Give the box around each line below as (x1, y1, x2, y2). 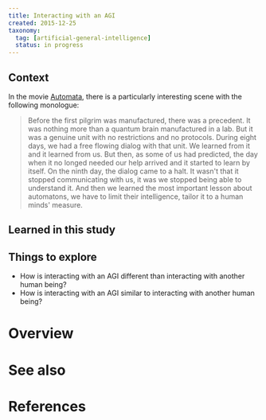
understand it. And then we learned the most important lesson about (27, 183, 252, 192)
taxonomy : (8, 26, 41, 34)
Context (8, 71, 49, 84)
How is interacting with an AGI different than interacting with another (19, 271, 245, 281)
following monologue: (8, 100, 80, 110)
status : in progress (15, 41, 84, 49)
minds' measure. (27, 200, 84, 209)
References (8, 397, 86, 415)
